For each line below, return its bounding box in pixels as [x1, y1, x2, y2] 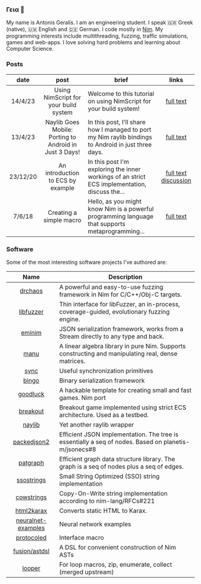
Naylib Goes [45, 118, 80, 126]
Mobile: [51, 125, 73, 133]
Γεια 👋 [6, 5, 25, 14]
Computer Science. [6, 45, 54, 53]
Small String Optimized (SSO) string [59, 472, 160, 480]
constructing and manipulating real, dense [59, 349, 178, 358]
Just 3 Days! [44, 148, 80, 156]
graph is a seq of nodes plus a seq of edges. [59, 462, 184, 470]
